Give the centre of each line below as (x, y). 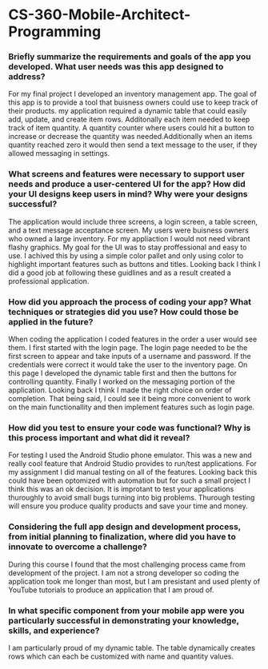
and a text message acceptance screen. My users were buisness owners (129, 230)
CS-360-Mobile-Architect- (100, 15)
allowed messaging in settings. (59, 153)
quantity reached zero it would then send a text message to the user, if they (133, 145)
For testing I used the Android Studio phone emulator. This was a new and (130, 455)
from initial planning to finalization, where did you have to (122, 537)
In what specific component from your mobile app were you (126, 611)
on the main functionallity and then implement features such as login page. (131, 407)
